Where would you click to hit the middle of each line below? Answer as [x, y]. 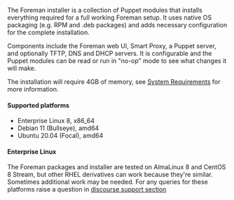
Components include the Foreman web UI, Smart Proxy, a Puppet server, [112, 46]
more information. [33, 89]
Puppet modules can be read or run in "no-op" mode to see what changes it [117, 61]
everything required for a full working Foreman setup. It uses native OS [110, 17]
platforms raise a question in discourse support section [87, 190]
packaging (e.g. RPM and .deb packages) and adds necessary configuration [117, 25]
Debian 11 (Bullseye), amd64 [58, 128]
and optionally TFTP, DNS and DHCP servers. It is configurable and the [110, 53]
